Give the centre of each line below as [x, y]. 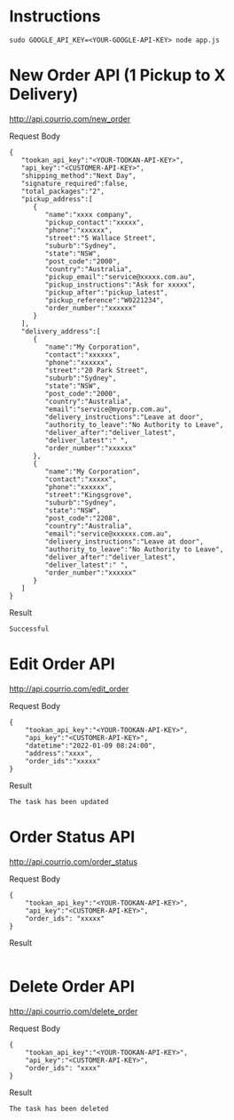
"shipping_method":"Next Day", [79, 175]
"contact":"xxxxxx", [83, 355]
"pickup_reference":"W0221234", [105, 300]
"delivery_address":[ [61, 331]
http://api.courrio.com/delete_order [74, 1011]
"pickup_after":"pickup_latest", [106, 292]
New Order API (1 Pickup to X [117, 75]
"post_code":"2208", [83, 518]
